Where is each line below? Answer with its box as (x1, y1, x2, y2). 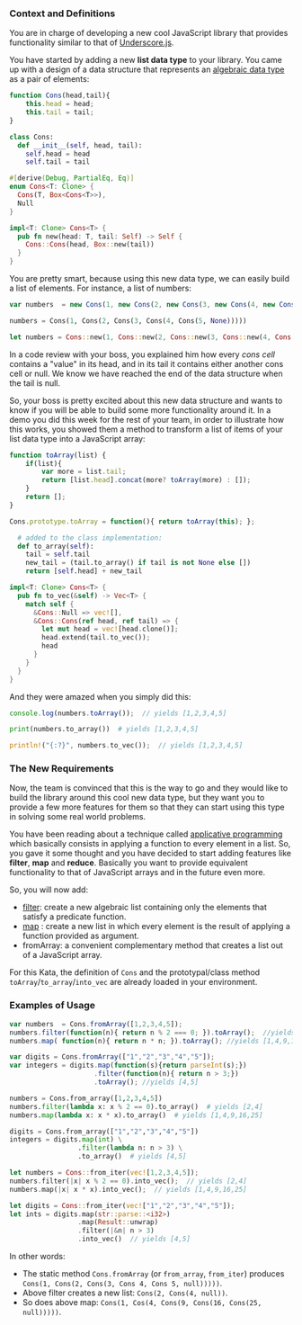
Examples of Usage (9, 999, 96, 1012)
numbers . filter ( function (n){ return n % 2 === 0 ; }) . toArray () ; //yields (9, 1028, 296, 1037)
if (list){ (25, 459, 63, 468)
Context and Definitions (9, 7, 116, 20)
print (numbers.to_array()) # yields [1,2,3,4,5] (9, 725, 200, 734)
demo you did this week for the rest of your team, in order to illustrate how (9, 414, 285, 425)
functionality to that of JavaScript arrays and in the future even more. (9, 867, 266, 878)
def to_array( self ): (17, 542, 94, 551)
